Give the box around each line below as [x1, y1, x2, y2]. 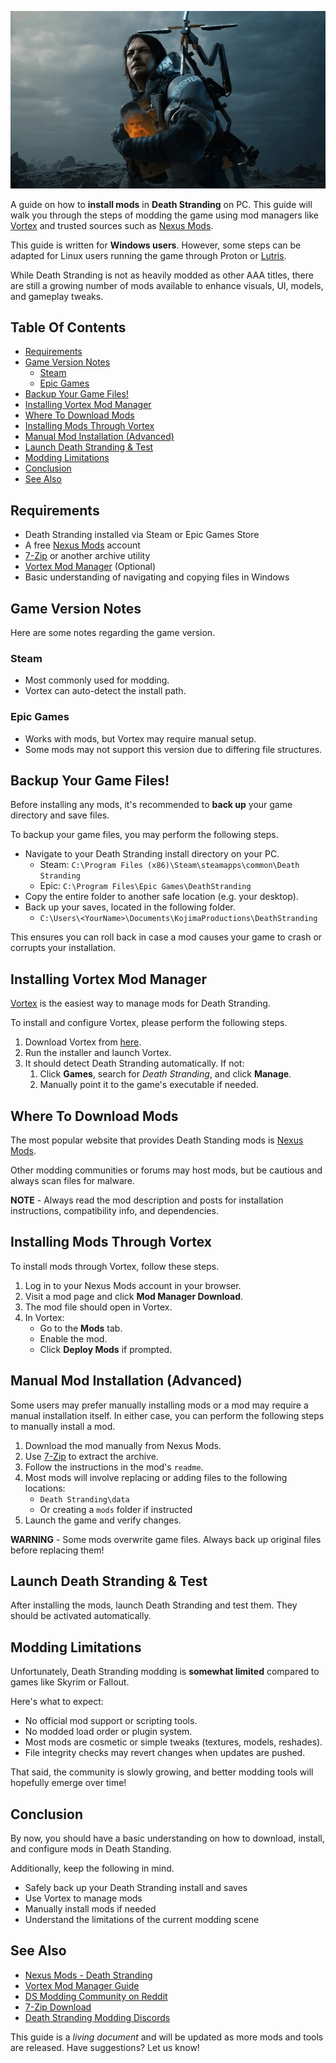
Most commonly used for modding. [24, 674, 170, 686]
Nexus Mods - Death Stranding [24, 1969, 153, 1981]
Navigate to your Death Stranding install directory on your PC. [24, 848, 280, 860]
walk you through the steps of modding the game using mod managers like [10, 209, 319, 221]
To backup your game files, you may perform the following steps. [10, 829, 279, 841]
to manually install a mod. [10, 1420, 116, 1432]
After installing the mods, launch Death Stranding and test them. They [10, 1599, 298, 1611]
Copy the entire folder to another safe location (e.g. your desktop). [24, 891, 299, 903]
